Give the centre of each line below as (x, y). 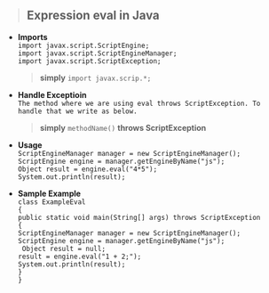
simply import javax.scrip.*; (95, 77)
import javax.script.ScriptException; (89, 61)
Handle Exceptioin (52, 94)
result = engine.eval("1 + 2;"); (79, 256)
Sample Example (49, 193)
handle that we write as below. (77, 111)
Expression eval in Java (93, 16)
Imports (32, 37)
